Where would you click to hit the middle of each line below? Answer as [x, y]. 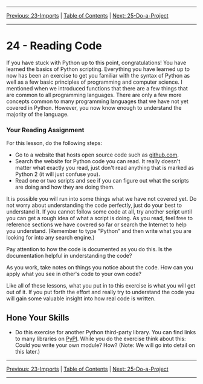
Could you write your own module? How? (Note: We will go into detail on [105, 345]
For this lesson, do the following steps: [54, 143]
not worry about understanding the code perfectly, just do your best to [94, 205]
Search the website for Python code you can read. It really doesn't [98, 161]
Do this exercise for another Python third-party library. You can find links [105, 332]
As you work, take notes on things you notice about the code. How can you [100, 268]
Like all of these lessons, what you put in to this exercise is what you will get [101, 286]
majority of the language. [37, 114]
